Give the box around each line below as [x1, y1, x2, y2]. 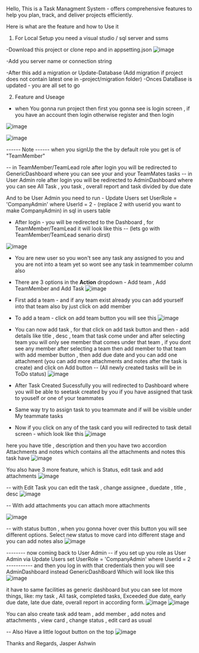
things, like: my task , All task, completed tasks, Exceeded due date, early [6, 593, 186, 599]
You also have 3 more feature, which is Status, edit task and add [6, 466, 163, 473]
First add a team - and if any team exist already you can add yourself [14, 296, 184, 304]
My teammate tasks [14, 413, 64, 419]
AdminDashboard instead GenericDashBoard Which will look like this [6, 568, 174, 575]
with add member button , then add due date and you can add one [14, 351, 178, 358]
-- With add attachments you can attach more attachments [6, 502, 150, 509]
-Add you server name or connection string [6, 58, 112, 64]
